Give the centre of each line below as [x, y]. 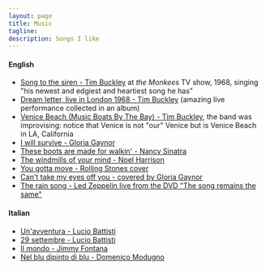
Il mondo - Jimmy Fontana [64, 248]
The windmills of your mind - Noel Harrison [92, 160]
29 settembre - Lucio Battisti [68, 239]
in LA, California [47, 134]
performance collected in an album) [80, 108]
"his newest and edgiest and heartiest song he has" [106, 91]
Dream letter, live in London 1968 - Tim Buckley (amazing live [122, 100]
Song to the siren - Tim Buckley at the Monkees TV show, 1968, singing [139, 83]
